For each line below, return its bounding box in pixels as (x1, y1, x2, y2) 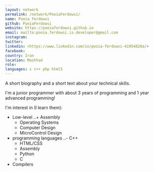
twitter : (5, 39, 23, 44)
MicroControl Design (19, 130, 62, 136)
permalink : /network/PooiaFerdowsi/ (5, 12, 80, 17)
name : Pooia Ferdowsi (5, 16, 50, 21)
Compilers (12, 161, 34, 167)
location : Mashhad (5, 58, 43, 63)
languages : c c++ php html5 (5, 67, 63, 72)
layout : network (5, 7, 38, 12)
